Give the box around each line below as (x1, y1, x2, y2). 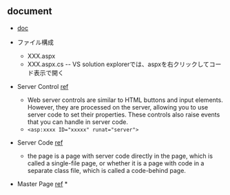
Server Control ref (17, 82, 69, 90)
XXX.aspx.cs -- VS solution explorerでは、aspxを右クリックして (27, 60, 210, 68)
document (7, 6, 52, 17)
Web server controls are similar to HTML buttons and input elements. (27, 96, 224, 104)
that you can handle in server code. (27, 117, 129, 126)
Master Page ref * (17, 179, 68, 188)
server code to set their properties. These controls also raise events (27, 110, 220, 119)
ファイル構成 (17, 38, 54, 46)
